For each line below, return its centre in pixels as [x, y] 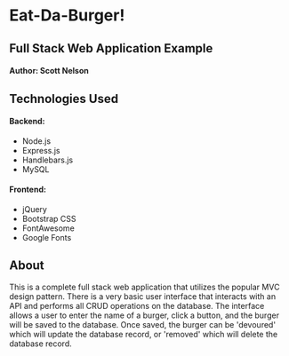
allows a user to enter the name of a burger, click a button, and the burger [144, 315]
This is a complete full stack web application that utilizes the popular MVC [144, 287]
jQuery [34, 209]
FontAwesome [48, 228]
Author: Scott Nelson [49, 71]
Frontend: [28, 190]
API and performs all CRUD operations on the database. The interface [137, 305]
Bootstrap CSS [49, 218]
